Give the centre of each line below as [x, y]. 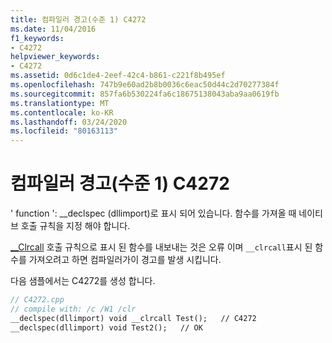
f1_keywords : [37, 38]
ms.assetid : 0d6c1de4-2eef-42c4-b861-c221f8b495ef [118, 76]
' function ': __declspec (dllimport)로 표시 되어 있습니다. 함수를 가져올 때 [153, 213]
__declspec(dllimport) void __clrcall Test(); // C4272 [133, 318]
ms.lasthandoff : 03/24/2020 [69, 122]
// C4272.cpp [37, 300]
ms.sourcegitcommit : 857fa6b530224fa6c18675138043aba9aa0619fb [145, 94]
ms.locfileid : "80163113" [64, 131]
